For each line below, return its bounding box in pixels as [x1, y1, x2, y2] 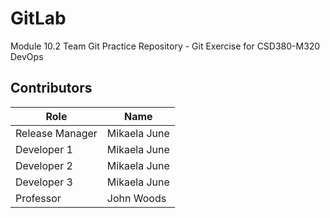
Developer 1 [15, 142, 73, 156]
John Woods [106, 191, 167, 205]
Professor [15, 191, 62, 205]
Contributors [10, 80, 93, 97]
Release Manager [15, 126, 98, 140]
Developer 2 [15, 158, 73, 172]
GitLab [10, 7, 67, 30]
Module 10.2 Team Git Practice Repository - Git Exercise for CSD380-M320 [10, 40, 321, 52]
